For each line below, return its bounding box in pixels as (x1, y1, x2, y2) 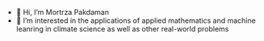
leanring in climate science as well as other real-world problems (15, 24, 229, 33)
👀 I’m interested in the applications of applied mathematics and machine (15, 16, 256, 25)
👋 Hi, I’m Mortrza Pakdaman (15, 8, 109, 17)
